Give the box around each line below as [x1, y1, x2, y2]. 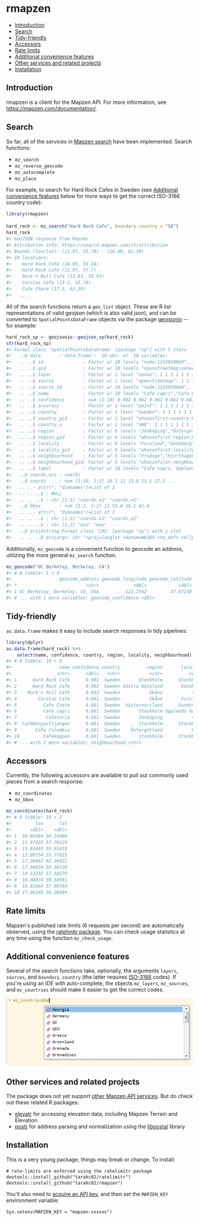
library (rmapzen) [6, 211, 49, 217]
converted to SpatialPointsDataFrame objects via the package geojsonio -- [6, 315, 188, 322]
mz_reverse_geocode [14, 163, 63, 169]
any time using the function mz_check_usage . [6, 934, 113, 941]
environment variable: [6, 1197, 59, 1204]
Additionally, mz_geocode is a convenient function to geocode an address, [6, 545, 184, 552]
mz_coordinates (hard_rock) [6, 808, 73, 814]
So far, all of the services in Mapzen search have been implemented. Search [6, 138, 192, 145]
